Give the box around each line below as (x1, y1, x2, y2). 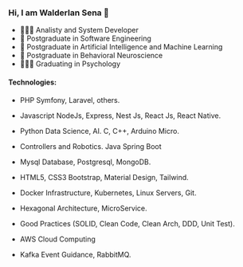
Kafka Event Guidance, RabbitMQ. (19, 249, 131, 259)
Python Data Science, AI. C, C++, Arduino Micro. (19, 126, 179, 135)
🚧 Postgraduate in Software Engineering (19, 33, 151, 43)
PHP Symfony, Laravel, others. (19, 95, 120, 104)
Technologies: (8, 77, 57, 87)
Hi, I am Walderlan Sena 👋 (8, 7, 109, 18)
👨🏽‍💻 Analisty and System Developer (19, 26, 139, 35)
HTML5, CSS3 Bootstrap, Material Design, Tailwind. (19, 172, 189, 182)
